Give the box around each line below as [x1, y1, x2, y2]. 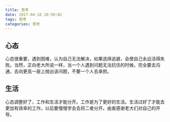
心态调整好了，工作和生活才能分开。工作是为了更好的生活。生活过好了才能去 [5, 99, 165, 105]
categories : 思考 [5, 21, 40, 27]
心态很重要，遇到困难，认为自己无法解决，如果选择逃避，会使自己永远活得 [5, 56, 160, 62]
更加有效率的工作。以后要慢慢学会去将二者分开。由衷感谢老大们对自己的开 [5, 105, 160, 111]
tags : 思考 [5, 17, 27, 22]
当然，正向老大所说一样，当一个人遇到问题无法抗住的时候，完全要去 [14, 62, 156, 68]
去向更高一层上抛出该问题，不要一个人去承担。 [14, 69, 112, 75]
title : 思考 [5, 7, 29, 13]
